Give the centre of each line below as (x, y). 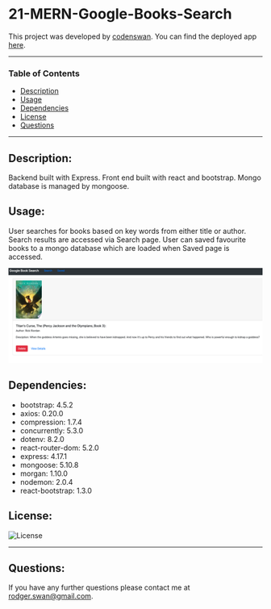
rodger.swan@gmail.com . (51, 596)
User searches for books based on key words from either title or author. (127, 231)
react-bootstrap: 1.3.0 (56, 490)
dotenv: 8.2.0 (42, 439)
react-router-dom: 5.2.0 (59, 448)
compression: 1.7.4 (51, 422)
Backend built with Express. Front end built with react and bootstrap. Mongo (135, 177)
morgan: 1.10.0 (44, 473)
